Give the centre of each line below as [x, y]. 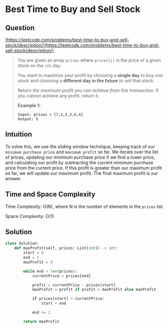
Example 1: [29, 105]
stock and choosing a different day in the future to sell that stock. [86, 81]
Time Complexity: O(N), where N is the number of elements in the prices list [84, 206]
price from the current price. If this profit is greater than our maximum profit [84, 168]
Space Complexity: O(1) [30, 216]
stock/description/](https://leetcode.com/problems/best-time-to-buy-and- [82, 45]
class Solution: [22, 244]
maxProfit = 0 [38, 262]
